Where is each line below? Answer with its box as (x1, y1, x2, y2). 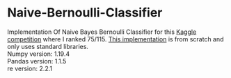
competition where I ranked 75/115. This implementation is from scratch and (7, 35, 224, 43)
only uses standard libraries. (7, 42, 89, 50)
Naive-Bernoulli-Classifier (7, 5, 163, 21)
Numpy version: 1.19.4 (7, 50, 70, 58)
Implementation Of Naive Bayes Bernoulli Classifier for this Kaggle (7, 28, 197, 36)
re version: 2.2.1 (7, 64, 53, 72)
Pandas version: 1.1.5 (7, 57, 67, 65)
